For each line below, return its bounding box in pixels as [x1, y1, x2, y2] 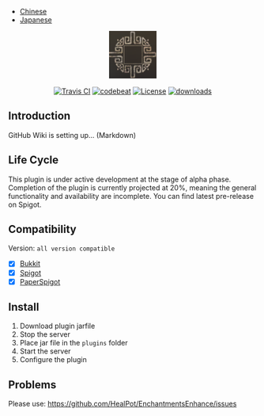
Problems [8, 378, 57, 391]
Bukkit [19, 259, 41, 269]
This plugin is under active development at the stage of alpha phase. [8, 174, 232, 184]
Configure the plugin [19, 355, 87, 364]
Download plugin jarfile [19, 321, 96, 331]
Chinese [19, 7, 47, 16]
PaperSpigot [19, 277, 61, 286]
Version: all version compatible [8, 243, 115, 253]
